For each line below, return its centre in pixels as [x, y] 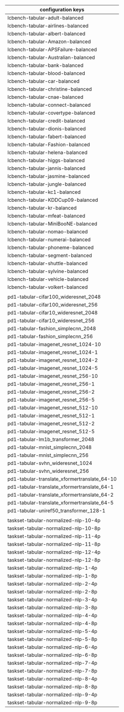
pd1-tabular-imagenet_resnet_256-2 [51, 392]
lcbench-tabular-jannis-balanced [46, 168]
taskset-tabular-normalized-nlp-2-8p [53, 592]
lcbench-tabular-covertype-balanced [51, 113]
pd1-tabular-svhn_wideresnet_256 [48, 471]
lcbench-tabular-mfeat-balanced [46, 216]
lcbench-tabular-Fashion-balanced [49, 144]
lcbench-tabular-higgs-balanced [46, 160]
